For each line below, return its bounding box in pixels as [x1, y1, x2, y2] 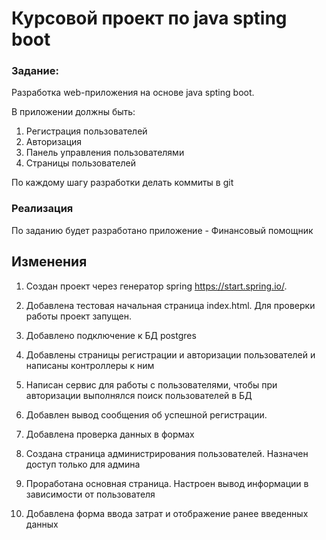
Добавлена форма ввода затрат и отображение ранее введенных [25, 507, 309, 519]
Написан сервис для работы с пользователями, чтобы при [25, 378, 278, 391]
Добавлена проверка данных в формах [25, 428, 195, 440]
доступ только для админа [25, 458, 141, 470]
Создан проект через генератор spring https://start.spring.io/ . [25, 280, 288, 292]
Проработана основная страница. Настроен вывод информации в [25, 477, 309, 489]
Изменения [11, 253, 88, 271]
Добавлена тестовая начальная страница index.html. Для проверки [25, 299, 316, 311]
